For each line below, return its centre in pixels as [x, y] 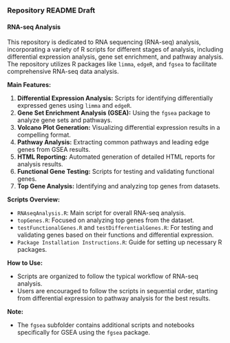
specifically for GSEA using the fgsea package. [83, 333]
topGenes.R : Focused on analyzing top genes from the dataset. [106, 220]
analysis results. [40, 164]
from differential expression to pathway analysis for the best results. [114, 298]
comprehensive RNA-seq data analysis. [63, 72]
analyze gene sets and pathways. [64, 120]
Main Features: [29, 85]
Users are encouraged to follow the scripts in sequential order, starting [117, 291]
